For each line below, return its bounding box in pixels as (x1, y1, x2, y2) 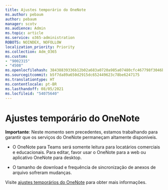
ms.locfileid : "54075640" (5, 91, 59, 96)
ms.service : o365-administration (5, 35, 75, 40)
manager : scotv (5, 21, 37, 26)
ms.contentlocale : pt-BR (5, 81, 57, 86)
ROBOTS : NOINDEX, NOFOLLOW (5, 40, 61, 45)
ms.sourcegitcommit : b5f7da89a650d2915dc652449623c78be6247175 (5, 72, 140, 77)
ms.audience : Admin (5, 26, 46, 31)
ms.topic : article (5, 30, 43, 35)
